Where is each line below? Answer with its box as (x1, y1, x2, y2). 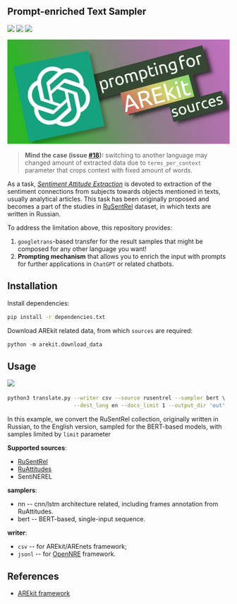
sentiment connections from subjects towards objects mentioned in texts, (7, 187, 221, 196)
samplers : (7, 486, 37, 494)
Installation (7, 280, 58, 292)
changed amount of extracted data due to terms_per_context (24, 158, 202, 167)
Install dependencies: (7, 298, 70, 307)
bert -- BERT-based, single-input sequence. (17, 515, 146, 523)
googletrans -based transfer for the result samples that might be (17, 237, 203, 246)
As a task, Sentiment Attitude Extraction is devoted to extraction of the (7, 180, 212, 188)
